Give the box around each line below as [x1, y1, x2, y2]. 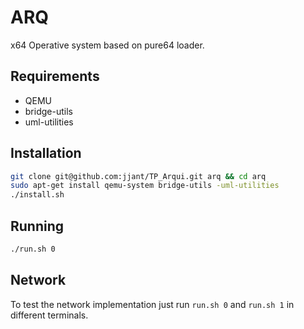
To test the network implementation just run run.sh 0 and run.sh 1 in [10, 298, 295, 310]
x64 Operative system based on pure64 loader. [10, 39, 205, 51]
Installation [10, 145, 82, 162]
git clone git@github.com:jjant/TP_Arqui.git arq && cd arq [10, 171, 267, 181]
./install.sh [10, 190, 65, 200]
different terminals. [10, 309, 89, 321]
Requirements [10, 68, 100, 85]
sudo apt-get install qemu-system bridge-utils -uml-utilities [10, 181, 280, 191]
